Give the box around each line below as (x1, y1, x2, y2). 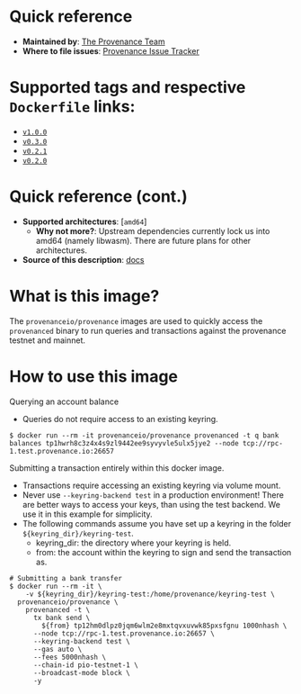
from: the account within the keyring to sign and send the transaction (35, 546, 292, 557)
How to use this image (9, 366, 178, 386)
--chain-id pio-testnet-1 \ (32, 660, 139, 670)
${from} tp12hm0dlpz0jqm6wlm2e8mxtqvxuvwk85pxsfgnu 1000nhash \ (41, 621, 288, 630)
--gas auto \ (32, 644, 83, 653)
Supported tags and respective (9, 77, 246, 98)
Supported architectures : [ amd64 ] (22, 216, 147, 227)
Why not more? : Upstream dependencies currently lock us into (35, 225, 270, 236)
